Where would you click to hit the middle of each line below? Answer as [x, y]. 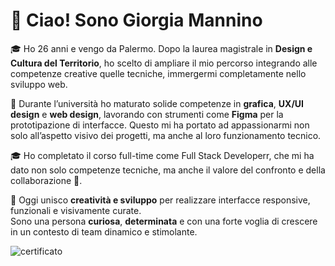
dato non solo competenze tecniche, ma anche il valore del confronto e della [168, 170]
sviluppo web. [39, 84]
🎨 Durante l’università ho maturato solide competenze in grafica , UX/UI [157, 103]
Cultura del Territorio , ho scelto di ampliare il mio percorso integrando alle [164, 63]
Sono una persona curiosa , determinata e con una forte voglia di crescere [164, 221]
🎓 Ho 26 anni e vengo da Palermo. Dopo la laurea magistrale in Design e [161, 48]
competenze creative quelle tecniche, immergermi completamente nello [158, 73]
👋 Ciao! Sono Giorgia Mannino [136, 20]
